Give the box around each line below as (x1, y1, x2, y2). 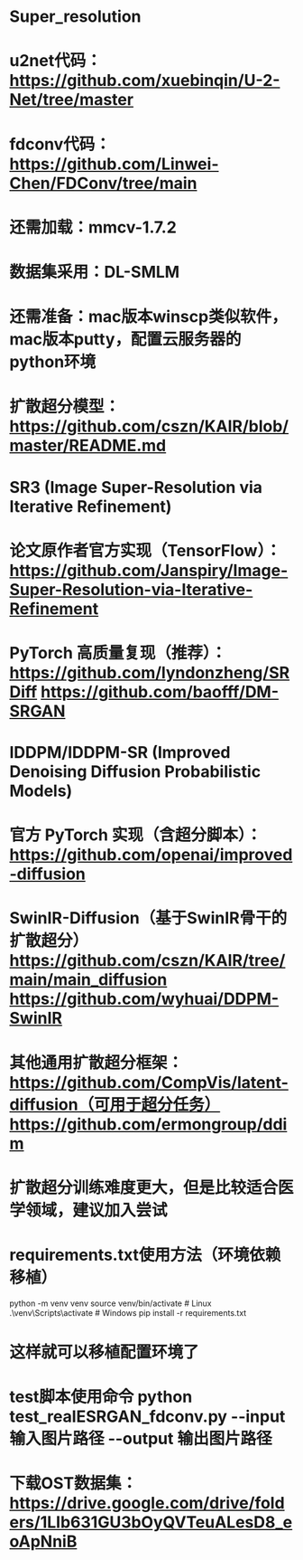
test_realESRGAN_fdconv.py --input (9, 1406, 286, 1427)
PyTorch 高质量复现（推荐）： (9, 642, 227, 663)
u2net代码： (9, 51, 102, 71)
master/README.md (9, 436, 167, 456)
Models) (9, 780, 73, 801)
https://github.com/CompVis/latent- (9, 1072, 289, 1092)
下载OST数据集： (9, 1473, 138, 1494)
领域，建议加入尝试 (25, 1200, 169, 1220)
